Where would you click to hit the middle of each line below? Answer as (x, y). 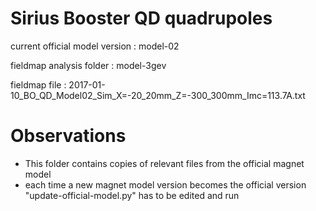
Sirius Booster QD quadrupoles (141, 18)
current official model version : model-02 (95, 46)
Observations (68, 136)
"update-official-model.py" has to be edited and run (132, 195)
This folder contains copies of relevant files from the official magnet (164, 163)
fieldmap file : (38, 84)
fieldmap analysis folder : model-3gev (88, 65)
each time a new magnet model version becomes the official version (165, 184)
